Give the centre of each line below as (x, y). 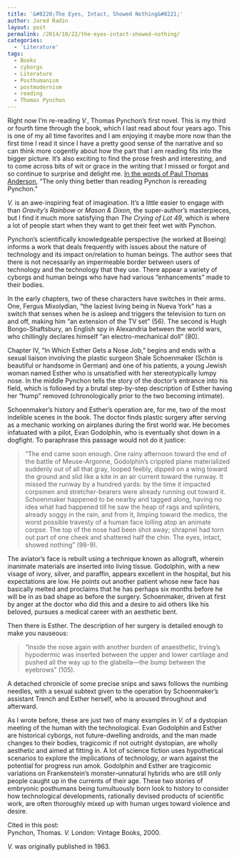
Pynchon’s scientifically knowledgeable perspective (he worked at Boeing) (117, 239)
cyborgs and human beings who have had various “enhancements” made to (119, 277)
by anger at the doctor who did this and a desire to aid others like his (108, 604)
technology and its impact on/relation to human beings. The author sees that (120, 254)
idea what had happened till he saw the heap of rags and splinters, (123, 507)
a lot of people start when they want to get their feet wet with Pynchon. (112, 225)
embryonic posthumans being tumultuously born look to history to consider (118, 788)
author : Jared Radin (38, 21)
